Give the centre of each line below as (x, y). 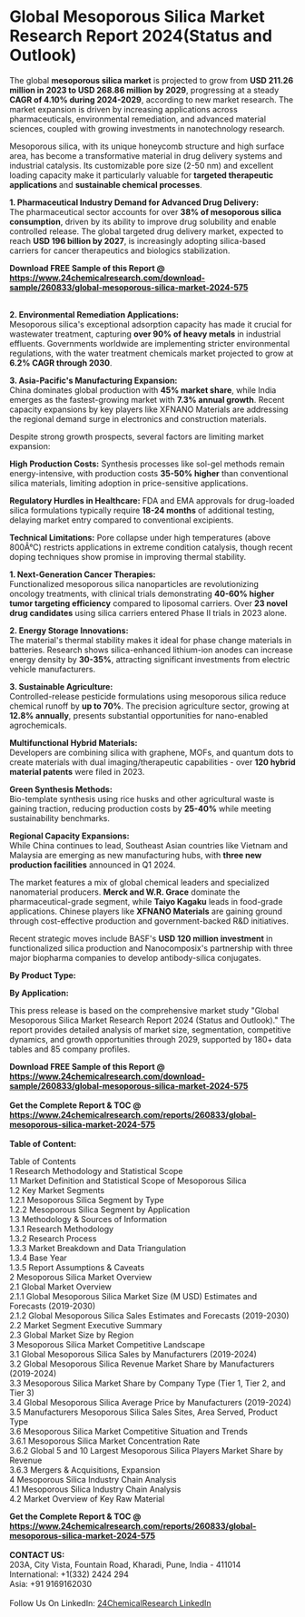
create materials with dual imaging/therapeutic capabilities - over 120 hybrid (152, 762)
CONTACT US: (37, 1554)
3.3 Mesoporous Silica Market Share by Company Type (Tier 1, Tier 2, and (148, 1383)
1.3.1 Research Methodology (62, 1229)
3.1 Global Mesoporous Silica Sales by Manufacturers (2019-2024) (133, 1354)
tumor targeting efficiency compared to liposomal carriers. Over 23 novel (149, 603)
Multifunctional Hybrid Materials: (74, 742)
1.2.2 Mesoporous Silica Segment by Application (100, 1210)
